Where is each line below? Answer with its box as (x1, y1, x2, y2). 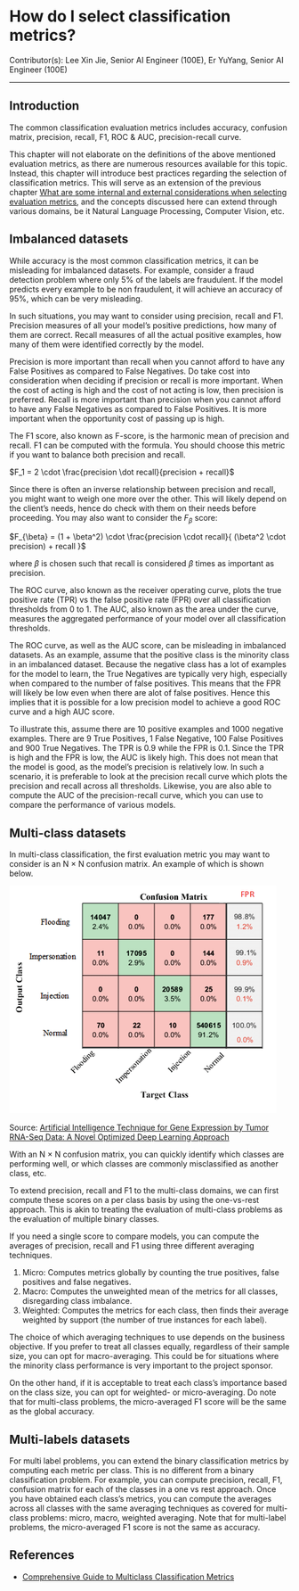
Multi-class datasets (9, 825, 126, 840)
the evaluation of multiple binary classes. (9, 1214, 160, 1224)
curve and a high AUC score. (9, 706, 116, 717)
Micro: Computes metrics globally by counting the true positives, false (21, 1267, 280, 1278)
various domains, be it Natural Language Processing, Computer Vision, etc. (9, 205, 285, 216)
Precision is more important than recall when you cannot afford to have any (9, 356, 285, 367)
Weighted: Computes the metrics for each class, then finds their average (21, 1305, 289, 1316)
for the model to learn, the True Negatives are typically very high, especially (9, 669, 287, 680)
